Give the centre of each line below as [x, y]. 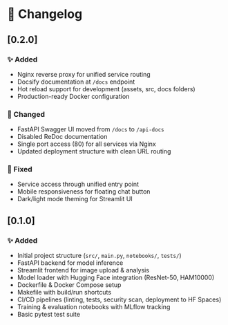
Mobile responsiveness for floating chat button [84, 192]
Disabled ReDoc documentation [62, 137]
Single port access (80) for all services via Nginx [87, 144]
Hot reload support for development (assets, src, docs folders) [106, 89]
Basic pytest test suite [49, 315]
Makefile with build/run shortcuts [64, 292]
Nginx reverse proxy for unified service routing [84, 74]
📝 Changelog [45, 14]
